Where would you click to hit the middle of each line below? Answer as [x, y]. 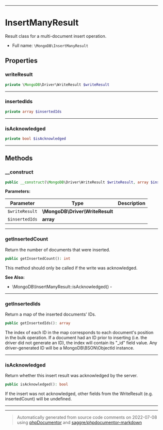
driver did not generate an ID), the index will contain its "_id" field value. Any [81, 343]
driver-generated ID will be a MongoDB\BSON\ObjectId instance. [70, 348]
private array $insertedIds [33, 111]
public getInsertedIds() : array [38, 323]
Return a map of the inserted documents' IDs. [50, 314]
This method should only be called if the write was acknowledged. [71, 268]
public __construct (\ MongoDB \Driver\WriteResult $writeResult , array [77, 182]
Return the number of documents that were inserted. [58, 250]
